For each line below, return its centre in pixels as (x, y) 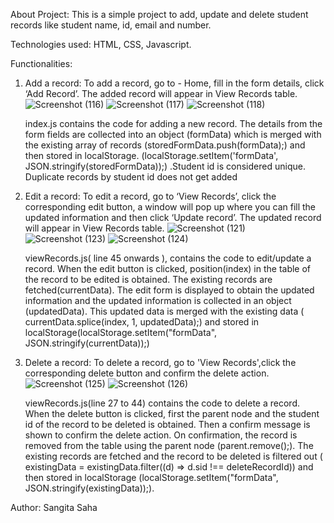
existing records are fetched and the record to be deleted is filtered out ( (173, 456)
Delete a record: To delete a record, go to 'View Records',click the (160, 362)
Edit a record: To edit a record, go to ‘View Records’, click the (150, 196)
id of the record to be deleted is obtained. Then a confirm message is (167, 424)
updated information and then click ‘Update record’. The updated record (173, 217)
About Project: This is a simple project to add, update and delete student (159, 14)
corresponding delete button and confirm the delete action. (147, 373)
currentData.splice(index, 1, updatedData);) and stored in (142, 322)
